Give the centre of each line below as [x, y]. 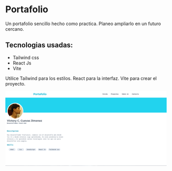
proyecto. [15, 83]
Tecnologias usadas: [39, 45]
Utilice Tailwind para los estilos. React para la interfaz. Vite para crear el [81, 78]
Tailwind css [26, 57]
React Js [22, 63]
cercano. [15, 29]
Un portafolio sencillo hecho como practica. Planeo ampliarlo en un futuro [83, 24]
